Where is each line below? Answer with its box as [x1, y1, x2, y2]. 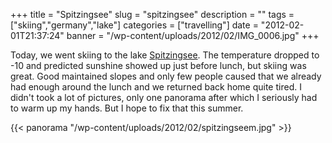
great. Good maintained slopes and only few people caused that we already [10, 70, 322, 82]
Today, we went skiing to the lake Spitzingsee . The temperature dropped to [10, 49, 320, 61]
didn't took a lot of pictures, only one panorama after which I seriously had [10, 92, 318, 103]
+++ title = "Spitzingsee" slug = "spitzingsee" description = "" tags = [10, 9, 295, 20]
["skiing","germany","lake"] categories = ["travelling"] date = [10, 19, 259, 31]
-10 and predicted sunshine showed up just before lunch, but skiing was [10, 60, 307, 71]
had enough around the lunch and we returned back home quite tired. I [10, 81, 302, 93]
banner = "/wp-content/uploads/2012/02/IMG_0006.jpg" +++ [66, 30, 320, 41]
